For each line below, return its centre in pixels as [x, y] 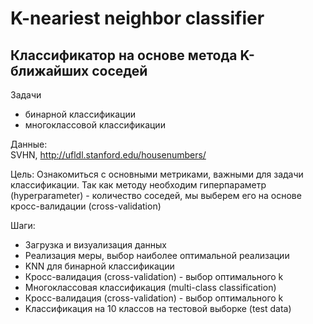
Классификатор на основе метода [124, 55]
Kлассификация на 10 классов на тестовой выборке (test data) [158, 308]
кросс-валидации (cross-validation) [86, 206]
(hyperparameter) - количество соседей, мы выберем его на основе [156, 195]
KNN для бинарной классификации [99, 266]
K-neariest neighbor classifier [137, 18]
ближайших [50, 70]
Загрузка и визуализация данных [95, 245]
